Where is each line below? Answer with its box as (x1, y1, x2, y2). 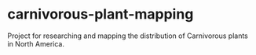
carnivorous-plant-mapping (7, 5, 194, 23)
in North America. (7, 39, 64, 48)
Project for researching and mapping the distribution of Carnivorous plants (7, 31, 248, 40)
